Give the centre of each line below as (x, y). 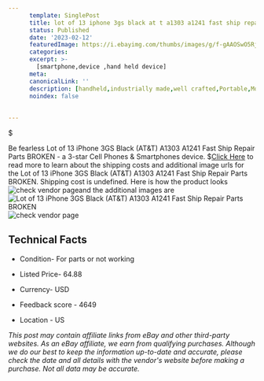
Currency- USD (44, 289)
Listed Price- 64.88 (51, 274)
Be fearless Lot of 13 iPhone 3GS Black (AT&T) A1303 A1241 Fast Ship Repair (132, 148)
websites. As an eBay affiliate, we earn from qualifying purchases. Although (132, 343)
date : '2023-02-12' (60, 37)
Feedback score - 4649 (58, 305)
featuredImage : (54, 45)
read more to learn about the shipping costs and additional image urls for (126, 165)
